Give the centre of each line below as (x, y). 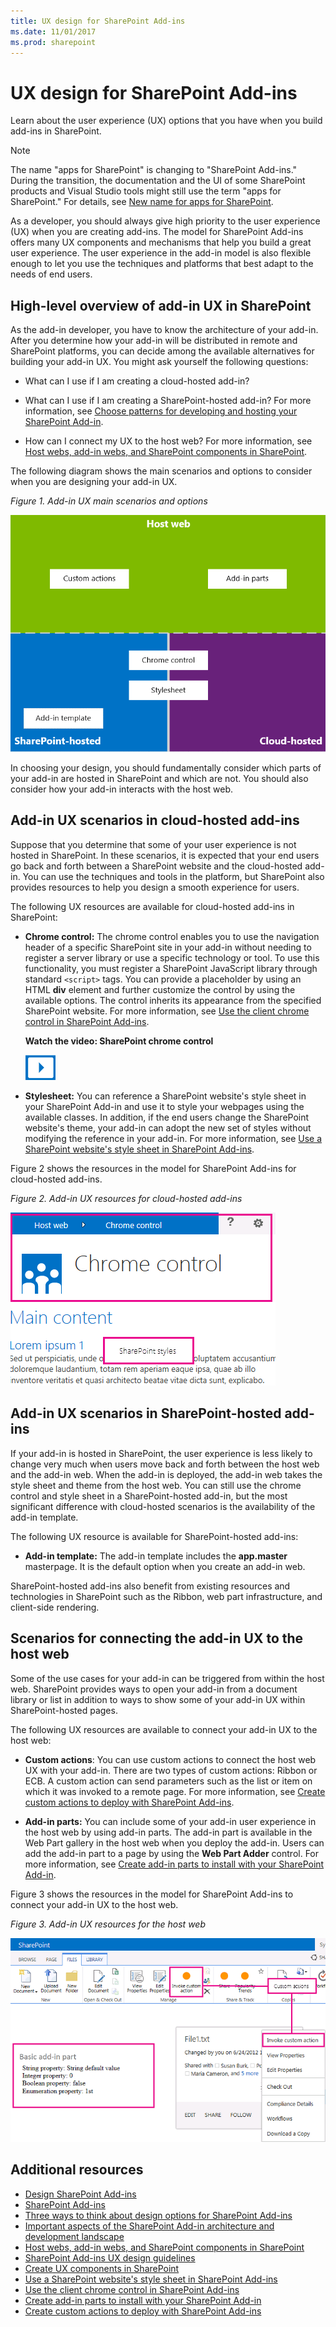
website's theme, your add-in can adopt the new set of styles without (168, 1127)
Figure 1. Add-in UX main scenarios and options (109, 501)
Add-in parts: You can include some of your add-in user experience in (170, 1821)
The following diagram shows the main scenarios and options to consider (161, 471)
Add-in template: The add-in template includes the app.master (156, 1556)
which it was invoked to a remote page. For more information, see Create (175, 1791)
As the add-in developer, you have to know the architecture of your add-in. (164, 330)
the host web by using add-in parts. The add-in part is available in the (168, 1832)
